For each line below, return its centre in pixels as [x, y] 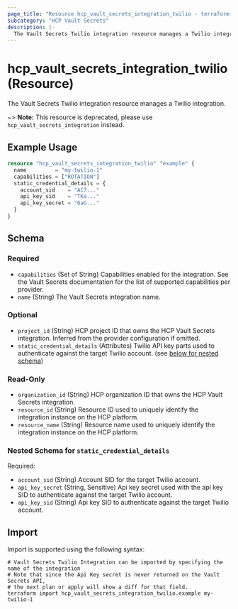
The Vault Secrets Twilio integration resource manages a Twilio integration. [117, 104]
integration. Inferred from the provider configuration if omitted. [109, 338]
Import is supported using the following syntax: [76, 549]
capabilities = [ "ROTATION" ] [57, 177]
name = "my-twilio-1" [58, 170]
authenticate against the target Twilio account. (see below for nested [118, 353]
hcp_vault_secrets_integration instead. [66, 125]
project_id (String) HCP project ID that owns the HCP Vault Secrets [116, 330]
